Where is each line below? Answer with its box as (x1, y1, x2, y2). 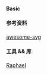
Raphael (6, 62, 27, 69)
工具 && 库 (6, 48, 32, 55)
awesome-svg (6, 33, 42, 41)
